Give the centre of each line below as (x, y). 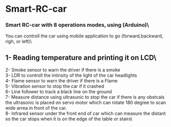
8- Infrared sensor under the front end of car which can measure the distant (85, 114)
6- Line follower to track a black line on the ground (59, 92)
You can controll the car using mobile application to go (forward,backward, (84, 36)
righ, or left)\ (19, 41)
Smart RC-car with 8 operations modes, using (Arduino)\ (77, 25)
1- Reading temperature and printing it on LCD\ (81, 58)
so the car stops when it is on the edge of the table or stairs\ (69, 119)
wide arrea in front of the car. (36, 108)
